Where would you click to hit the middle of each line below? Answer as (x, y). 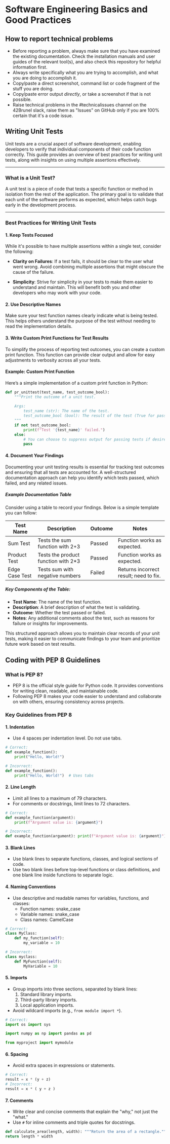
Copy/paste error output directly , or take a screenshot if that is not (81, 94)
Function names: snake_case (50, 909)
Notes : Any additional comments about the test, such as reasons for (84, 618)
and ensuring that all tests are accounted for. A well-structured (71, 472)
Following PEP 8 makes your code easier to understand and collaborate (87, 696)
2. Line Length (21, 787)
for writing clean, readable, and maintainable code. (66, 691)
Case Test (20, 575)
